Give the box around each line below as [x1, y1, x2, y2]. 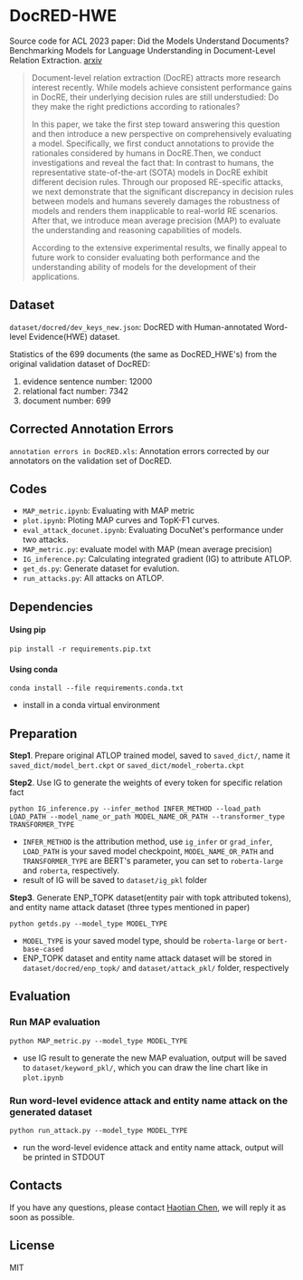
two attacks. [22, 534, 70, 545]
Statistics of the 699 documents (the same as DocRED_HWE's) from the [9, 348, 278, 359]
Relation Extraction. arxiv [9, 54, 102, 65]
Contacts [9, 1178, 63, 1193]
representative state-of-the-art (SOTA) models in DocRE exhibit [31, 167, 269, 178]
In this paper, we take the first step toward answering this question [31, 119, 280, 130]
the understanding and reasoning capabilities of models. [31, 224, 242, 236]
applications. [31, 271, 80, 282]
